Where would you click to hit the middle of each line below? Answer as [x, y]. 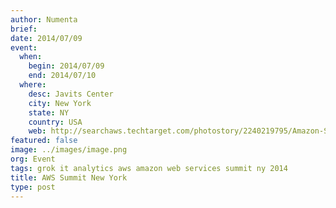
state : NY [49, 112]
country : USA [55, 122]
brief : [24, 29]
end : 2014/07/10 [62, 76]
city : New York [60, 103]
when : [31, 57]
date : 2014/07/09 [46, 38]
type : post [33, 187]
